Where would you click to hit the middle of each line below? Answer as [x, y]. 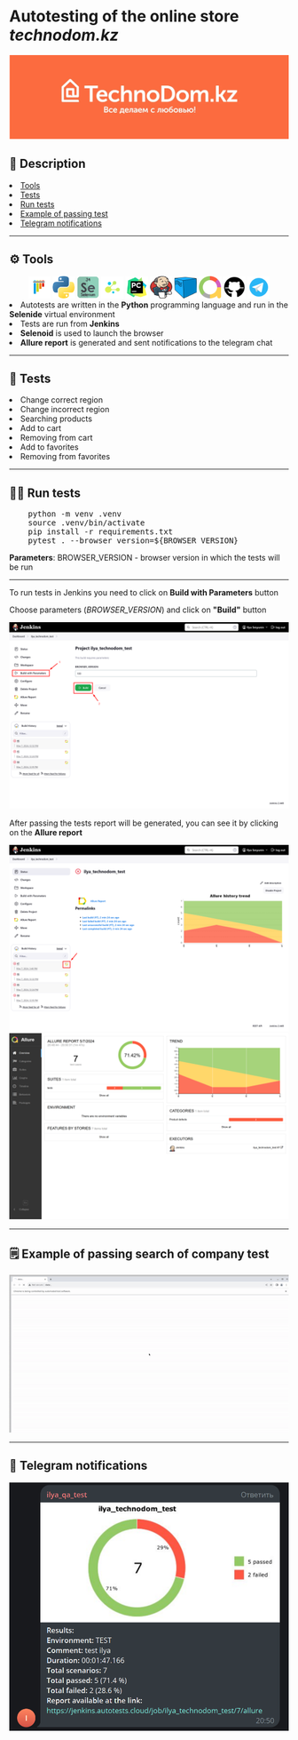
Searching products [57, 419]
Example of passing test [64, 213]
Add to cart [41, 428]
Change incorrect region [65, 410]
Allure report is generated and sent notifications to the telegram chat [147, 342]
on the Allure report [46, 832]
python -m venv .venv [75, 514]
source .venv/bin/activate [86, 523]
